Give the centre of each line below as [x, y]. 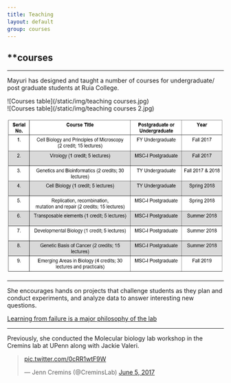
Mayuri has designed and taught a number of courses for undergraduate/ [111, 81]
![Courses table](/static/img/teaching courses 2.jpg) [81, 108]
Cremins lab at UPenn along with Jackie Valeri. [73, 346]
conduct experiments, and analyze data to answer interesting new [101, 298]
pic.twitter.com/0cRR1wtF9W [65, 359]
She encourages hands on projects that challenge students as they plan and [115, 291]
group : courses [29, 29]
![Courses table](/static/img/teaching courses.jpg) [78, 101]
